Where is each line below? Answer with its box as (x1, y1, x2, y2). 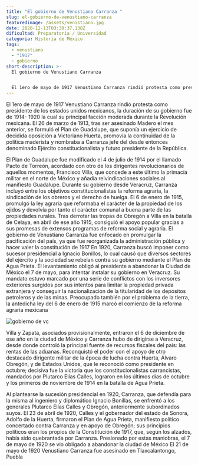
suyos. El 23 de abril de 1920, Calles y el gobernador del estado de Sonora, (6, 410, 189, 417)
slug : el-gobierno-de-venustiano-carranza (6, 14, 112, 20)
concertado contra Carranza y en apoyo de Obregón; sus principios (6, 422, 171, 429)
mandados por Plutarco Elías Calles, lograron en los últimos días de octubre (6, 373, 190, 380)
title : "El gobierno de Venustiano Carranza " (6, 8, 123, 15)
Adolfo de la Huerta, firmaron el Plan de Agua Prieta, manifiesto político (6, 416, 180, 423)
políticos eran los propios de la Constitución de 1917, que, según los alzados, (6, 428, 192, 436)
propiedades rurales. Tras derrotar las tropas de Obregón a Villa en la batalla (6, 213, 192, 220)
